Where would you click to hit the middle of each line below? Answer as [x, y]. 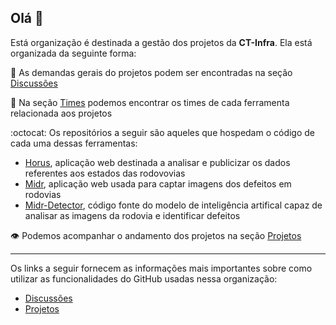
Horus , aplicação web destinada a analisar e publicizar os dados [157, 162]
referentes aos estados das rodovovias [105, 173]
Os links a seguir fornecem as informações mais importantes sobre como [161, 268]
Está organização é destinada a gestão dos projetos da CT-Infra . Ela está [161, 42]
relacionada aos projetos [61, 113]
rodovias [43, 194]
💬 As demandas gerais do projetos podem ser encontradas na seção [151, 72]
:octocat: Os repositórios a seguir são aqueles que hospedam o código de [163, 132]
